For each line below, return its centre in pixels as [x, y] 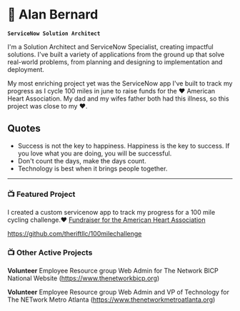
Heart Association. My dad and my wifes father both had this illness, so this [119, 98]
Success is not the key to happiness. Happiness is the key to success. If [124, 146]
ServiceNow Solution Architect [54, 34]
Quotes [24, 129]
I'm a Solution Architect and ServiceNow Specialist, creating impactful [110, 46]
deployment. [26, 69]
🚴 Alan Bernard [53, 15]
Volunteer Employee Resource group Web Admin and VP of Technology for [119, 292]
